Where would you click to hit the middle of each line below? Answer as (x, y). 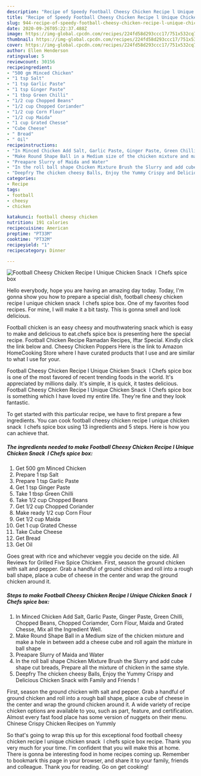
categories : (21, 179)
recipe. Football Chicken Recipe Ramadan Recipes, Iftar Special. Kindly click (100, 340)
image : (15, 34)
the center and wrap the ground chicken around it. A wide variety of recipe (98, 705)
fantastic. (18, 403)
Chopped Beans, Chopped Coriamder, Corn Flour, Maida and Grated (99, 623)
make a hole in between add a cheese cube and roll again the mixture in (104, 642)
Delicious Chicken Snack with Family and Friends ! (77, 680)
